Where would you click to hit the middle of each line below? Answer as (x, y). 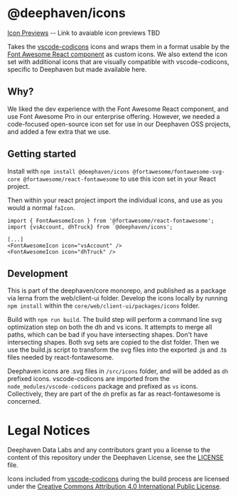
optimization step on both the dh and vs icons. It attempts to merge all (110, 327)
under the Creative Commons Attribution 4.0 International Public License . (114, 486)
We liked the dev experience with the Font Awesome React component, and (118, 109)
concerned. (24, 402)
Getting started (42, 154)
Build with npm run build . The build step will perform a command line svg (115, 320)
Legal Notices (49, 430)
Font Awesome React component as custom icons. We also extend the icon (118, 54)
